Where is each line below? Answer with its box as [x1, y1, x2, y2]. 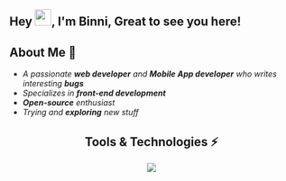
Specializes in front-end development [22, 87, 167, 99]
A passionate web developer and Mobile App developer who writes [22, 68, 277, 79]
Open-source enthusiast [22, 97, 115, 108]
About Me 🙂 [9, 44, 77, 59]
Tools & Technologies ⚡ [84, 134, 219, 149]
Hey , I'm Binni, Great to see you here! [9, 14, 242, 30]
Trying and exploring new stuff [22, 107, 140, 118]
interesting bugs [22, 78, 84, 89]
